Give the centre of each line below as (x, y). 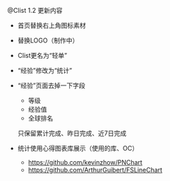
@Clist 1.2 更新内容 (35, 10)
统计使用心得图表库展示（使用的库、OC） (78, 148)
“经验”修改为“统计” (45, 70)
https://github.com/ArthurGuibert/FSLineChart (95, 170)
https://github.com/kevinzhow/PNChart (85, 162)
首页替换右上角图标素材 (51, 25)
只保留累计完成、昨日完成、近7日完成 (72, 133)
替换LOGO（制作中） (48, 40)
